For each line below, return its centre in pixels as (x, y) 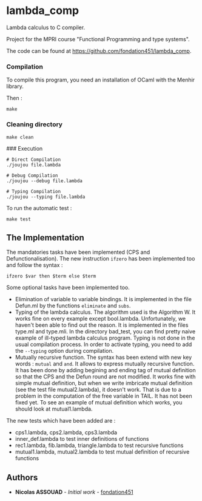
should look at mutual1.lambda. (54, 409)
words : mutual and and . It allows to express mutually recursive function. (105, 364)
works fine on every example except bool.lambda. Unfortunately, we (100, 319)
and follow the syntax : (35, 265)
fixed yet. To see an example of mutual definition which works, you (99, 403)
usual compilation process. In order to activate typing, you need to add (103, 344)
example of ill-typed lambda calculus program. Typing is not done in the (105, 338)
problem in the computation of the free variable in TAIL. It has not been (103, 396)
